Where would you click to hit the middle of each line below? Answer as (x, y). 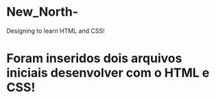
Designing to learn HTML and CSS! (56, 31)
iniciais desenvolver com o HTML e (108, 73)
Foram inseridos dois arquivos (94, 58)
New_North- (43, 12)
